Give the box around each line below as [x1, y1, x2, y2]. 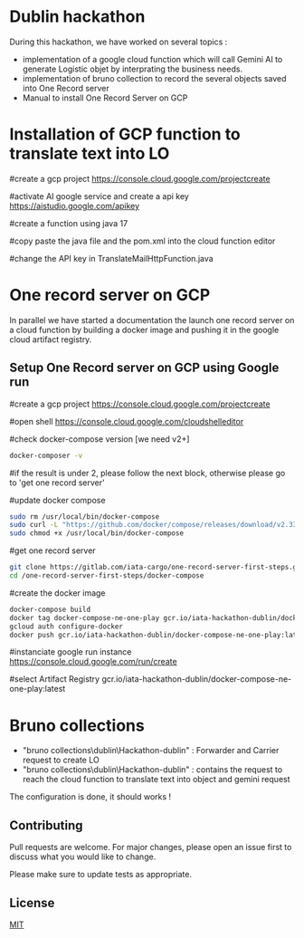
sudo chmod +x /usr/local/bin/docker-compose [9, 529, 184, 538]
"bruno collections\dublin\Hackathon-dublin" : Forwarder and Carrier [22, 745, 280, 756]
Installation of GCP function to [9, 124, 242, 145]
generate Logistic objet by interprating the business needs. [22, 63, 242, 74]
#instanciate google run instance [9, 646, 132, 657]
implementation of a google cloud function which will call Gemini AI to [22, 53, 283, 64]
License [9, 895, 55, 911]
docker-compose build [9, 605, 91, 614]
